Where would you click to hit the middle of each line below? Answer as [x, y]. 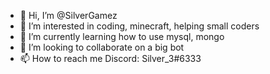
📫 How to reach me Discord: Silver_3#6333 [110, 58]
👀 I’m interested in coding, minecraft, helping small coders [139, 26]
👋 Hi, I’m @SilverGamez [68, 15]
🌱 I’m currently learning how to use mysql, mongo [122, 36]
